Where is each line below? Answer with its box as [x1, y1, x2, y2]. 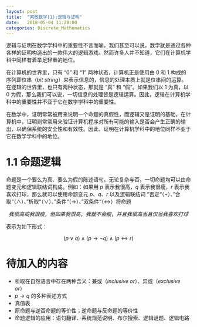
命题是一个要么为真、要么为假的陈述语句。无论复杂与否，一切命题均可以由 [6, 176, 186, 183]
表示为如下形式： [6, 223, 47, 230]
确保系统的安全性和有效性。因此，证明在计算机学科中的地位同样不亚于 [21, 126, 191, 133]
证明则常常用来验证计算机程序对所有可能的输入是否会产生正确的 [26, 118, 181, 125]
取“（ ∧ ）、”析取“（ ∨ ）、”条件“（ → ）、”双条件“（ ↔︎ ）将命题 [6, 198, 132, 205]
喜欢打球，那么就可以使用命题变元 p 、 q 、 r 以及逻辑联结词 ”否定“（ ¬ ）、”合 [6, 191, 181, 198]
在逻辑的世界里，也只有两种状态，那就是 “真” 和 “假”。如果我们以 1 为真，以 [6, 83, 189, 91]
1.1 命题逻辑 [6, 156, 62, 169]
